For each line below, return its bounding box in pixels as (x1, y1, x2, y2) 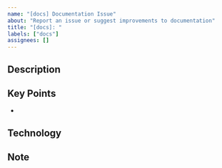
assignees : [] (7, 37, 50, 44)
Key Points (7, 87, 56, 100)
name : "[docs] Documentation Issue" (7, 10, 116, 18)
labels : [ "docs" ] (7, 30, 59, 38)
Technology (7, 127, 62, 139)
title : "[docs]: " (7, 23, 62, 31)
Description (7, 63, 61, 75)
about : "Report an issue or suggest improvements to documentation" (7, 17, 216, 24)
